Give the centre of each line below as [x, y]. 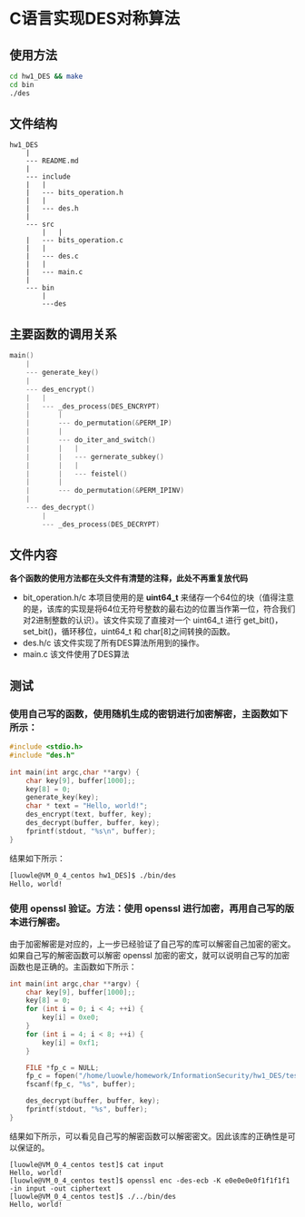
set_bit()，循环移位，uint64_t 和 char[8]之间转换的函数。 [128, 632]
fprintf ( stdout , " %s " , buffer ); [87, 1109]
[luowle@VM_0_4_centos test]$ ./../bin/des [93, 1196]
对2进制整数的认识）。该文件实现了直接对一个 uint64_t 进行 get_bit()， [152, 620]
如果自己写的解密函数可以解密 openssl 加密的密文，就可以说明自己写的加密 [150, 955]
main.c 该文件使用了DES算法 [76, 654]
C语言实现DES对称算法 [95, 19]
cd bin [22, 84]
